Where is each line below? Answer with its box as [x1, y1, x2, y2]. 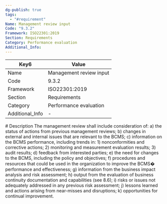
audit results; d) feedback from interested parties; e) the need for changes [5, 149, 159, 156]
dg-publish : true [5, 7, 42, 13]
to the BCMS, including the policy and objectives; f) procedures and [5, 155, 145, 161]
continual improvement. [5, 193, 54, 199]
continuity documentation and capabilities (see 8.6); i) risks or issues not [5, 177, 155, 183]
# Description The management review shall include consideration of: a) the [5, 123, 162, 129]
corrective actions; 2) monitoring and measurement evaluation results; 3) [5, 144, 156, 150]
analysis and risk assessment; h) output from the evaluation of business [5, 171, 154, 177]
